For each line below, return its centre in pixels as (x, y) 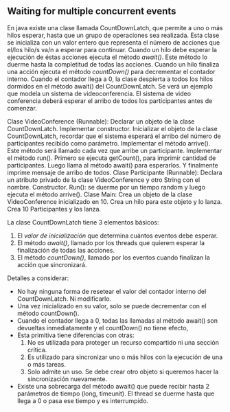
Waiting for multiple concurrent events (92, 11)
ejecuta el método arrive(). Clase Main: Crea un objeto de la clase (100, 194)
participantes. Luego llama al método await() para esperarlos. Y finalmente (113, 165)
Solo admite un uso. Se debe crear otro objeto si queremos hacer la (123, 371)
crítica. (37, 350)
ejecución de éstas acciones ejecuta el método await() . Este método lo (107, 57)
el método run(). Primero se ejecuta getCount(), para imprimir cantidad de (112, 158)
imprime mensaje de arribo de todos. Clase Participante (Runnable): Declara (115, 172)
